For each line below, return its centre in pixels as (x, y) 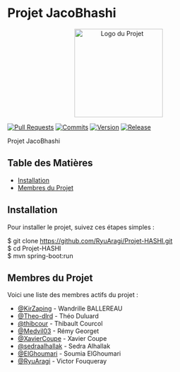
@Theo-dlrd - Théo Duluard (58, 316)
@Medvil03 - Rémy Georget (58, 331)
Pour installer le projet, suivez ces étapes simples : (81, 227)
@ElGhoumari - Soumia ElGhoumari (69, 354)
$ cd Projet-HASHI (34, 248)
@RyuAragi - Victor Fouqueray (62, 361)
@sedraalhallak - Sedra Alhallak (64, 346)
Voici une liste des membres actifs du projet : (73, 295)
